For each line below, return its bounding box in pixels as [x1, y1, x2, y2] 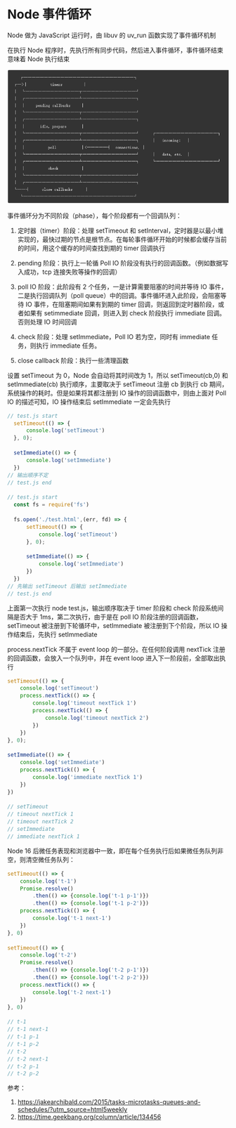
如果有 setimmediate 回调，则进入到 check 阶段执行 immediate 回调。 [23, 308, 226, 317]
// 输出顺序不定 [7, 471, 48, 478]
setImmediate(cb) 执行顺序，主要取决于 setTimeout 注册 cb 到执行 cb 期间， [7, 380, 228, 388]
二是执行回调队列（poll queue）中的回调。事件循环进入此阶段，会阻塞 [17, 291, 221, 299]
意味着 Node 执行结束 [7, 54, 70, 63]
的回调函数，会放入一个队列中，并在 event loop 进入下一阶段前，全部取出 [7, 654, 220, 662]
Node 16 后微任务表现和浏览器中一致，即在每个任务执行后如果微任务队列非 [7, 846, 223, 855]
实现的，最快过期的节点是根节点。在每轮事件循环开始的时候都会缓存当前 [17, 235, 227, 243]
